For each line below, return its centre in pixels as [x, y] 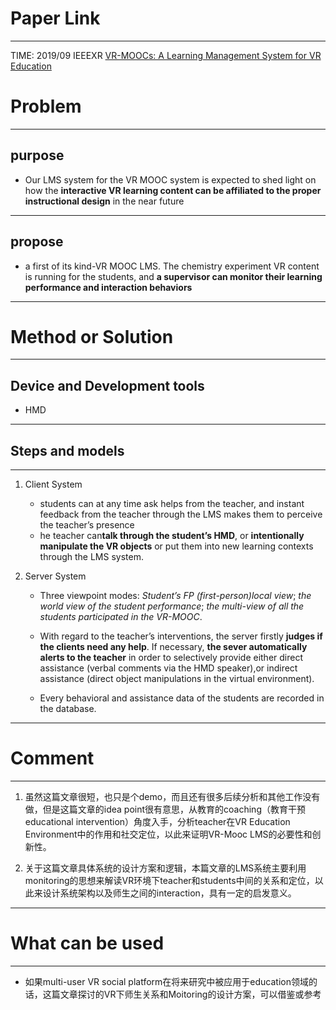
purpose [37, 155]
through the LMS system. [91, 557]
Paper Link [55, 18]
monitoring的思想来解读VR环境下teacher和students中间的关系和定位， [169, 880]
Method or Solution [92, 336]
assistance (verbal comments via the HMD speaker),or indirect [168, 668]
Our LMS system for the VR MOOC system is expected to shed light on [170, 179]
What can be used [87, 943]
